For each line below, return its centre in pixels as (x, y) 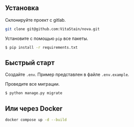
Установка (22, 8)
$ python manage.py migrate (34, 93)
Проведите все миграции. (32, 84)
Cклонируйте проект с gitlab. (36, 20)
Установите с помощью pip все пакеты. (47, 38)
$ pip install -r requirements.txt (41, 47)
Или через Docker (34, 109)
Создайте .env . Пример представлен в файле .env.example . (67, 75)
